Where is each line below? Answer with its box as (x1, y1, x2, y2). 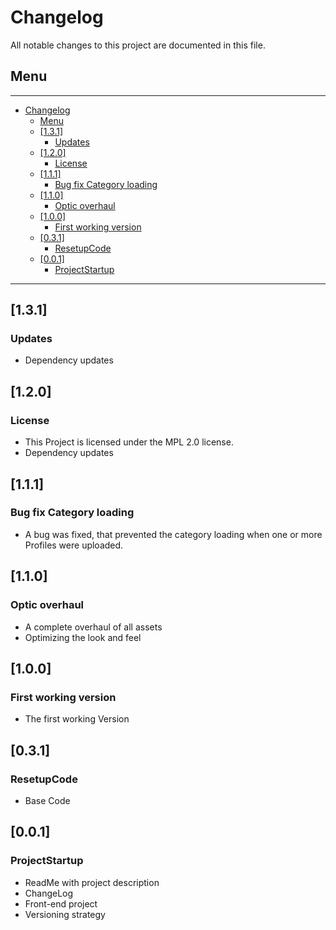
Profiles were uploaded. (24, 539, 124, 551)
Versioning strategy (24, 908, 106, 920)
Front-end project (24, 897, 98, 910)
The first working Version (24, 713, 130, 725)
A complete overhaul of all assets (24, 621, 163, 633)
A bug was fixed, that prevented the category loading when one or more (24, 528, 323, 540)
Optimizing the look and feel (24, 631, 142, 643)
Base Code (24, 794, 71, 806)
